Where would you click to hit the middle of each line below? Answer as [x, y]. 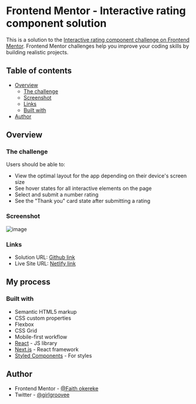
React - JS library [36, 343]
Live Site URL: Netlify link [45, 264]
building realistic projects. [37, 52]
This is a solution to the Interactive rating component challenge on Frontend [98, 40]
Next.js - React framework [46, 349]
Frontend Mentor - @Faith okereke [57, 388]
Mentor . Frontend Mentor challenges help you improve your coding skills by [98, 46]
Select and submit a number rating [57, 195]
